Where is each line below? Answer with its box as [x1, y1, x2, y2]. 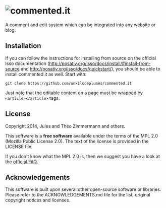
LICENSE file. [5, 144, 33, 150]
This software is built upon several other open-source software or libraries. [5, 186, 161, 192]
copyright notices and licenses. [5, 197, 71, 203]
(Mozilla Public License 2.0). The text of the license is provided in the [5, 138, 149, 144]
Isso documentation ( [5, 60, 49, 66]
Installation [5, 42, 41, 50]
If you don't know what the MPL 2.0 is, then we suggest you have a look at [5, 153, 160, 159]
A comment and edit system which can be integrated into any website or [5, 22, 156, 28]
